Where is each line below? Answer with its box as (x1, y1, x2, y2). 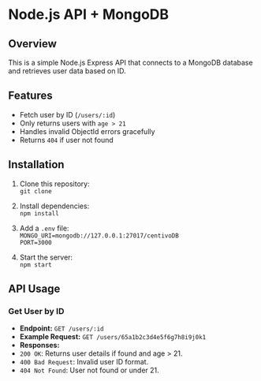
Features (8, 89, 53, 103)
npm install (19, 209, 59, 218)
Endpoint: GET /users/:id (19, 323, 104, 333)
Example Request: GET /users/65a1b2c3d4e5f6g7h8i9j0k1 (19, 332, 207, 342)
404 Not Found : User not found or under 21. (19, 365, 159, 375)
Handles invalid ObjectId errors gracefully (19, 126, 155, 136)
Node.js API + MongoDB (8, 6, 170, 24)
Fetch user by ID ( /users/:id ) (19, 110, 116, 119)
